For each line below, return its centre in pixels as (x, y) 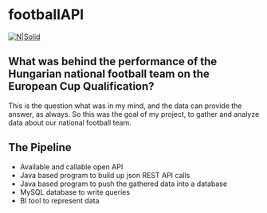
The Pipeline (40, 147)
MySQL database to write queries (75, 192)
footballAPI (46, 15)
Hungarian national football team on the (109, 74)
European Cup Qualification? (81, 86)
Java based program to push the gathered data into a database (124, 184)
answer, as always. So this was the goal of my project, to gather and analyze (134, 114)
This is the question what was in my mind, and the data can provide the (125, 106)
